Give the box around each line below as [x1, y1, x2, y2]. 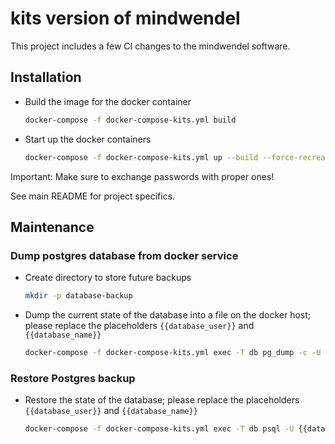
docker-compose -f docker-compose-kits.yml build [24, 115, 237, 125]
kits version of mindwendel [10, 7, 241, 30]
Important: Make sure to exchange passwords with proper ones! [10, 170, 275, 182]
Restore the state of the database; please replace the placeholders [24, 394, 300, 406]
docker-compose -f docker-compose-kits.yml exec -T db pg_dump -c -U [24, 348, 322, 358]
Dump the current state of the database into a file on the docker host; [24, 309, 312, 321]
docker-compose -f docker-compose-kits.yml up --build [24, 152, 259, 162]
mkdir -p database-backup [24, 291, 133, 301]
